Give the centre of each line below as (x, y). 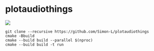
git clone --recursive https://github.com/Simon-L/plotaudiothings (77, 31)
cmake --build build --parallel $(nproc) (49, 40)
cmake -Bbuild (20, 36)
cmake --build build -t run (35, 45)
